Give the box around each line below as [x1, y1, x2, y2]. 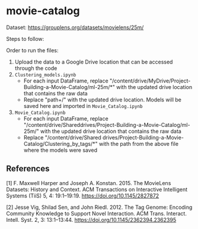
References [6, 164, 50, 174]
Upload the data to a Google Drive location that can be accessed [14, 58, 173, 65]
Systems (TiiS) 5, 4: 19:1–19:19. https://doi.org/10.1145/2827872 [6, 192, 159, 199]
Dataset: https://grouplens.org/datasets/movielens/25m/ [6, 24, 144, 31]
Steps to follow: [6, 35, 44, 42]
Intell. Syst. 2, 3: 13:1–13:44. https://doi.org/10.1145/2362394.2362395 [6, 216, 177, 223]
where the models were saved [23, 147, 98, 154]
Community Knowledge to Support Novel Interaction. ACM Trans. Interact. [6, 209, 187, 217]
